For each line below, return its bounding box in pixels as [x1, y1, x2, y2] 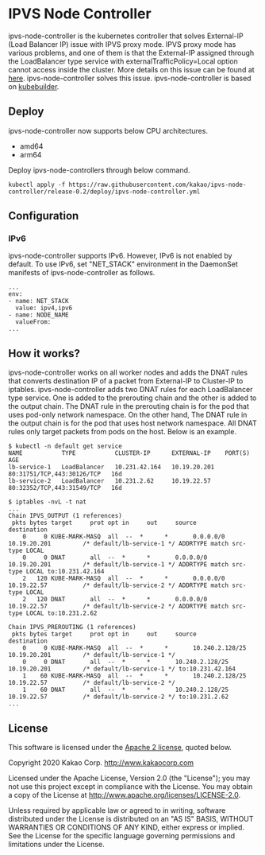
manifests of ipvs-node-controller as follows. [8, 268, 156, 278]
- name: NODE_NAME [8, 311, 69, 319]
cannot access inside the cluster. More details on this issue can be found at [8, 64, 255, 74]
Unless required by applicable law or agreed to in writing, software [8, 806, 226, 815]
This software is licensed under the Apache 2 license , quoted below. [8, 743, 232, 752]
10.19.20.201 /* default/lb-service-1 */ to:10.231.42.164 [8, 665, 236, 673]
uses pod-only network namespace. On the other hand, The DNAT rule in [8, 410, 248, 420]
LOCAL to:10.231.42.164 [25, 568, 105, 576]
